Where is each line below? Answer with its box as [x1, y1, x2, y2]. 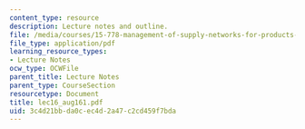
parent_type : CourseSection [9, 81, 116, 90]
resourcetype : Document [9, 89, 100, 98]
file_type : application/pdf [9, 38, 116, 48]
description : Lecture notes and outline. [9, 22, 169, 31]
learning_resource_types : [9, 47, 107, 56]
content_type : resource [9, 13, 100, 23]
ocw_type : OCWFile [9, 64, 79, 74]
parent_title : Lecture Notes [9, 73, 120, 82]
